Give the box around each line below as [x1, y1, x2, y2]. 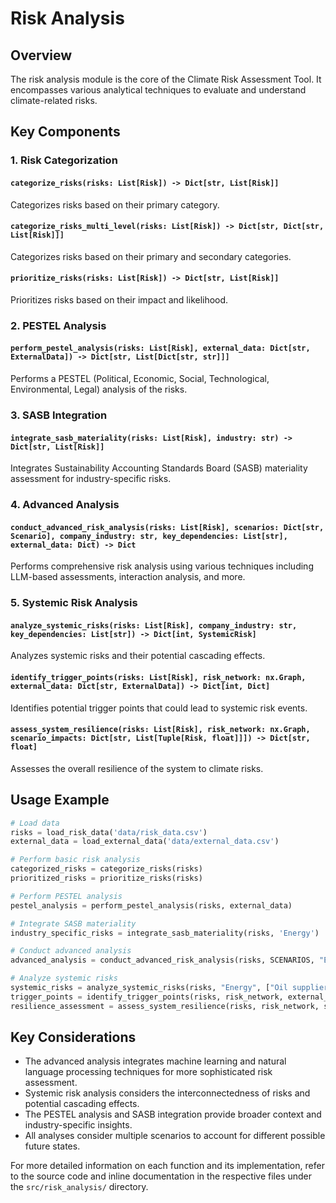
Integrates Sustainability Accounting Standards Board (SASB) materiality [10, 462, 308, 474]
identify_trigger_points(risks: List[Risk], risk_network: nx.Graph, [10, 673, 307, 683]
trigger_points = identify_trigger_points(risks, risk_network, [10, 992, 284, 1002]
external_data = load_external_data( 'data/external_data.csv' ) [10, 837, 280, 847]
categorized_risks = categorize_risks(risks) [10, 864, 203, 874]
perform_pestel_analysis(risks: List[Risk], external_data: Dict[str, [10, 343, 311, 354]
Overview [10, 47, 73, 64]
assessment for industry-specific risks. [10, 473, 172, 485]
